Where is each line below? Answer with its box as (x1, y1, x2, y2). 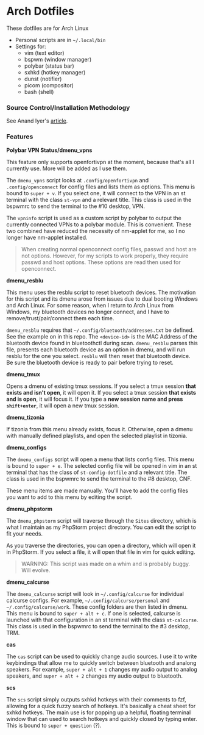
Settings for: (15, 43, 47, 50)
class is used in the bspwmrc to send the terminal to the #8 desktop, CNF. (6, 475, 192, 482)
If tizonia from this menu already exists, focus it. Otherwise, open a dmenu (6, 425, 193, 432)
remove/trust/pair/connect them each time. (6, 314, 114, 321)
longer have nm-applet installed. (6, 234, 88, 241)
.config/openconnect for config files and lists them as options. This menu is (6, 183, 195, 190)
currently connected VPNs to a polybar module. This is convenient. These (6, 221, 192, 228)
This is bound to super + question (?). (6, 722, 102, 729)
